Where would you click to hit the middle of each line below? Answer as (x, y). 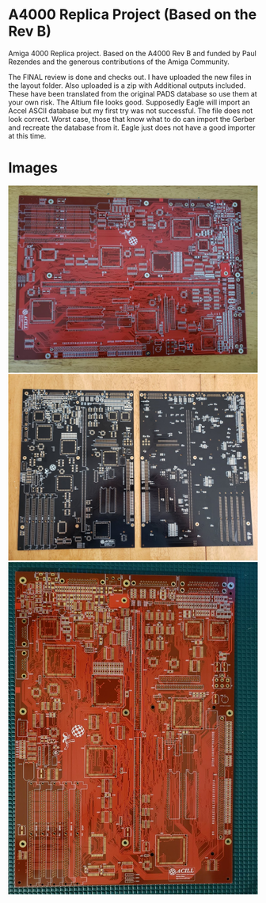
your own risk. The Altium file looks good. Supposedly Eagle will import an (129, 102)
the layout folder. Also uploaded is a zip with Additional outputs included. (127, 85)
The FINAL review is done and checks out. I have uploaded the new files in (130, 77)
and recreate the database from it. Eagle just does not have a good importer (132, 127)
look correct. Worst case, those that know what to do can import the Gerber (132, 119)
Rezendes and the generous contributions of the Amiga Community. (119, 62)
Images (33, 168)
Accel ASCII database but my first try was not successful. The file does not (131, 110)
